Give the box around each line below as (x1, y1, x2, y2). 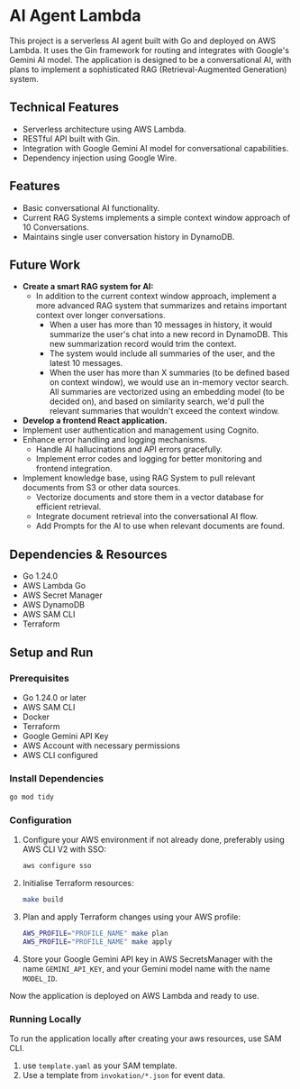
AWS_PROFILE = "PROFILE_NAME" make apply (22, 937, 173, 947)
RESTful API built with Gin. (22, 133, 121, 144)
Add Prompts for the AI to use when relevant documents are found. (35, 520, 286, 532)
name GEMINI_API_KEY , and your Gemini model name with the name (22, 963, 270, 974)
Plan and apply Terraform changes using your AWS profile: (22, 911, 241, 922)
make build (22, 895, 64, 904)
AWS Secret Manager (22, 590, 103, 600)
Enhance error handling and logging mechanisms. (22, 435, 207, 445)
